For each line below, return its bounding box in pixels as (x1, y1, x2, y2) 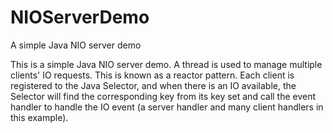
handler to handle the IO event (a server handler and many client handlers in (10, 101, 324, 113)
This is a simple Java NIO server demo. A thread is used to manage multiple (10, 58, 323, 70)
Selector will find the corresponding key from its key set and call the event (10, 90, 317, 102)
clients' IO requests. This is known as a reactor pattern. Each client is (10, 69, 295, 81)
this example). (10, 111, 69, 123)
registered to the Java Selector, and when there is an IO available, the (10, 79, 297, 91)
